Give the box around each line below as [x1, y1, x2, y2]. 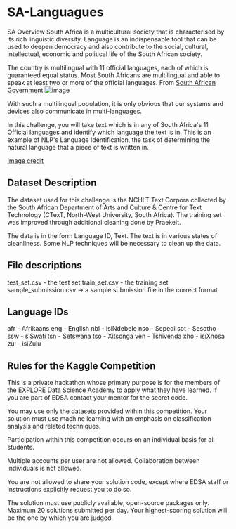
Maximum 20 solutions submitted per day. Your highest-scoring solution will [7, 507, 228, 515]
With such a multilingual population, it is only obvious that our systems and [7, 99, 223, 107]
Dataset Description [7, 177, 97, 189]
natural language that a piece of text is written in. [7, 143, 149, 151]
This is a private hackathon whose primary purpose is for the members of [7, 379, 221, 387]
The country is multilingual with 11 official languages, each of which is [7, 63, 209, 72]
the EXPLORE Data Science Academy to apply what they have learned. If [7, 386, 218, 394]
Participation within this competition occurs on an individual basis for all [7, 436, 216, 444]
